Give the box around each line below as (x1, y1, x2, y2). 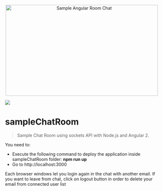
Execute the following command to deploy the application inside (12, 151, 141, 157)
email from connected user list (5, 181, 66, 187)
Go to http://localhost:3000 (12, 161, 67, 167)
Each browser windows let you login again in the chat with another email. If (5, 171, 155, 176)
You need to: (5, 142, 31, 147)
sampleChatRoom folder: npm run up (12, 156, 87, 162)
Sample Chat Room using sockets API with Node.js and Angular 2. (17, 132, 149, 138)
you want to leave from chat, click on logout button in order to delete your (5, 176, 153, 182)
